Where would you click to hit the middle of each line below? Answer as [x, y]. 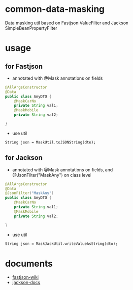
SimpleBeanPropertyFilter [31, 28]
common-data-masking [55, 9]
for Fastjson [24, 66]
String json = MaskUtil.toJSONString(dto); [50, 142]
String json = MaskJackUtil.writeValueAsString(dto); [62, 243]
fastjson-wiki [25, 277]
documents [29, 264]
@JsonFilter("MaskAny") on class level [52, 175]
